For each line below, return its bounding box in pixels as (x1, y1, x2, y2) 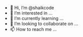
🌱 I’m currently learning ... (10, 15, 64, 21)
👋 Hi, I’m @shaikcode (10, 5, 54, 10)
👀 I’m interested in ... (10, 10, 53, 16)
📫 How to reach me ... (10, 26, 57, 32)
